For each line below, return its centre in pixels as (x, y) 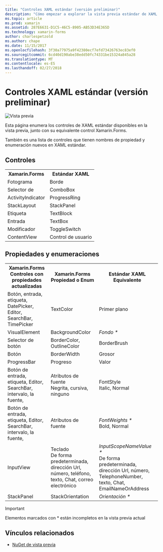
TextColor (62, 309)
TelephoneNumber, (121, 476)
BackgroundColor (71, 332)
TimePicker (20, 324)
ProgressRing (65, 197)
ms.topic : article (24, 18)
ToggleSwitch (65, 229)
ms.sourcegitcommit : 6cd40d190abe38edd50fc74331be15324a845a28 (70, 55)
